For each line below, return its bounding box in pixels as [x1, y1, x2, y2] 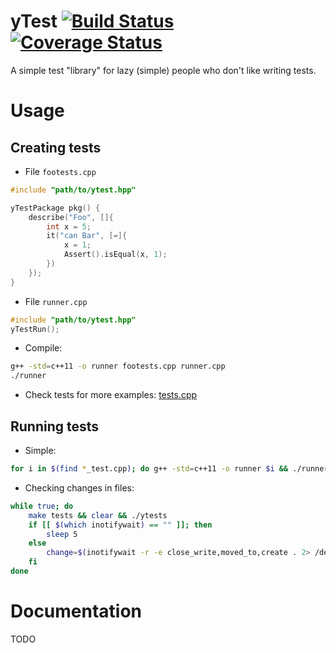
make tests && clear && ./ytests [28, 510, 168, 520]
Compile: [24, 342, 63, 354]
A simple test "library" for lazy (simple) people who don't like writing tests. [10, 64, 317, 76]
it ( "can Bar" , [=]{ [46, 231, 128, 241]
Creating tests [10, 139, 102, 156]
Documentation [10, 600, 143, 623]
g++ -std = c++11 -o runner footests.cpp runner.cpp [10, 361, 226, 372]
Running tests [10, 418, 100, 435]
